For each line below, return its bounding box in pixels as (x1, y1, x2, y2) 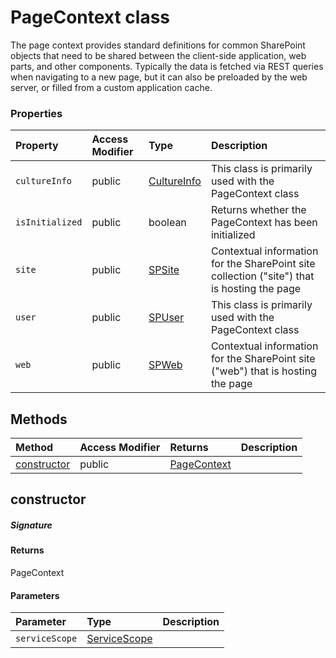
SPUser (148, 311, 185, 325)
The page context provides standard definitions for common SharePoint (10, 39, 306, 51)
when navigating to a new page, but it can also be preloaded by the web (10, 71, 308, 83)
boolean (148, 216, 187, 230)
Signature (10, 519, 53, 531)
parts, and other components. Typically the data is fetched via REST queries (10, 60, 324, 72)
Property (15, 139, 59, 153)
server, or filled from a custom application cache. (10, 81, 213, 93)
